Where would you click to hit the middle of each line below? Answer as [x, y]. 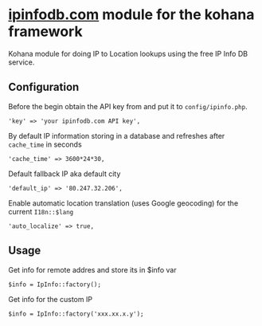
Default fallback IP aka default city [65, 174]
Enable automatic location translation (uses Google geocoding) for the [123, 203]
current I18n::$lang [41, 211]
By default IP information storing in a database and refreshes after [117, 136]
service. [22, 62]
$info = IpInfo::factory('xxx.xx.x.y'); [76, 314]
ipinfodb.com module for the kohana [131, 15]
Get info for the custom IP [51, 299]
